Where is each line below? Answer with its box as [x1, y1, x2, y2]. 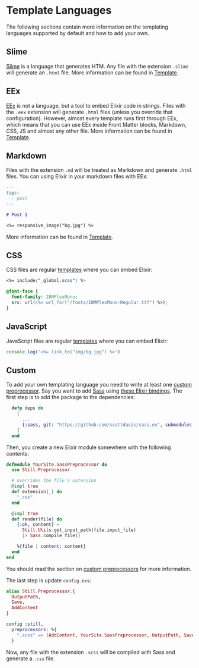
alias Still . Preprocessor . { [6, 588, 76, 594]
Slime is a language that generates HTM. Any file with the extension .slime [6, 62, 189, 70]
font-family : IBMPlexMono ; [11, 294, 78, 300]
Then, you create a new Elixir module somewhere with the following [6, 444, 171, 451]
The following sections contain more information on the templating [6, 23, 169, 30]
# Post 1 [6, 212, 28, 218]
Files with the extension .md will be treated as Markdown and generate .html [6, 167, 192, 174]
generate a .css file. [6, 655, 55, 662]
